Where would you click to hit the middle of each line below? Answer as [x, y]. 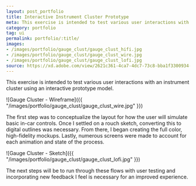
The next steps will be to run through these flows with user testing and [91, 171]
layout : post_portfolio [35, 11]
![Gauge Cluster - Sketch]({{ [40, 153]
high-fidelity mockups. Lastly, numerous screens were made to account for [96, 136]
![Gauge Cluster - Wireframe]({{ [44, 100]
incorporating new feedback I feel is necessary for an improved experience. [97, 177]
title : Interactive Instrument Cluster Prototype [68, 17]
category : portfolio [31, 28]
